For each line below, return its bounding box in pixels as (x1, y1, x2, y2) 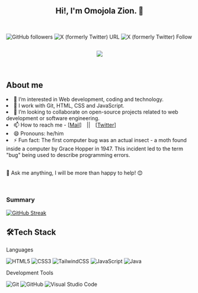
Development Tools (6, 269, 53, 276)
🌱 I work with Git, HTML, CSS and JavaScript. (14, 102, 124, 109)
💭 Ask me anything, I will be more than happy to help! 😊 (6, 169, 143, 177)
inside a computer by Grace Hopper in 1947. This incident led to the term (6, 145, 184, 152)
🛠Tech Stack (6, 227, 56, 238)
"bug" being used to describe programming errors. (6, 152, 130, 159)
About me (6, 80, 43, 90)
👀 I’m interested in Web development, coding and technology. (14, 96, 164, 103)
